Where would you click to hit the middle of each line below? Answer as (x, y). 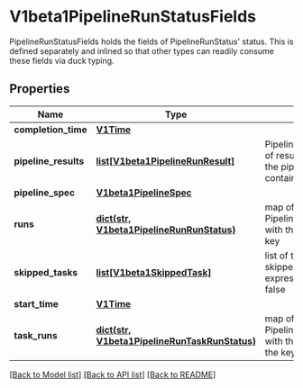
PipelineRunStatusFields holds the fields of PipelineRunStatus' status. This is (151, 41)
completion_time (50, 130)
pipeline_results (49, 161)
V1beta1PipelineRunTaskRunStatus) (176, 341)
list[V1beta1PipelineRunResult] (165, 161)
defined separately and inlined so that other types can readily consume (142, 50)
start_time (36, 303)
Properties (40, 89)
